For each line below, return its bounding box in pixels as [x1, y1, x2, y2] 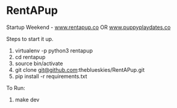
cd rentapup [14, 53, 46, 60]
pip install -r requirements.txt [14, 72, 87, 80]
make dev [14, 96, 40, 103]
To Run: [6, 84, 25, 91]
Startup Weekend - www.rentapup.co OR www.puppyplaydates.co [6, 24, 171, 31]
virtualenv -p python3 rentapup [14, 46, 93, 54]
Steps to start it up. [6, 35, 54, 42]
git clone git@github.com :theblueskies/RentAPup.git [14, 66, 145, 73]
